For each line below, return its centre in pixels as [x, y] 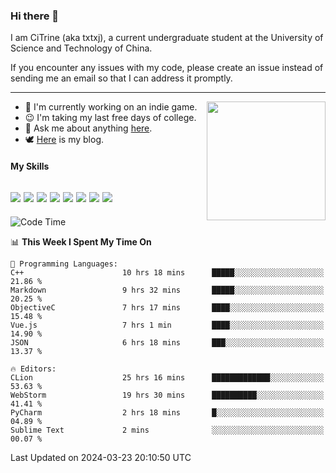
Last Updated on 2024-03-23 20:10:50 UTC [101, 457]
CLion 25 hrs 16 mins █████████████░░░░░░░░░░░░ [167, 377]
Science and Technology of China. [81, 48]
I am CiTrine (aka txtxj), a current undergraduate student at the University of [167, 38]
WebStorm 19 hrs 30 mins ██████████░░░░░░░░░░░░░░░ [167, 395]
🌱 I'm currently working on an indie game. [111, 107]
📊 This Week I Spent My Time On [81, 241]
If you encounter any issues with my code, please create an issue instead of [167, 68]
